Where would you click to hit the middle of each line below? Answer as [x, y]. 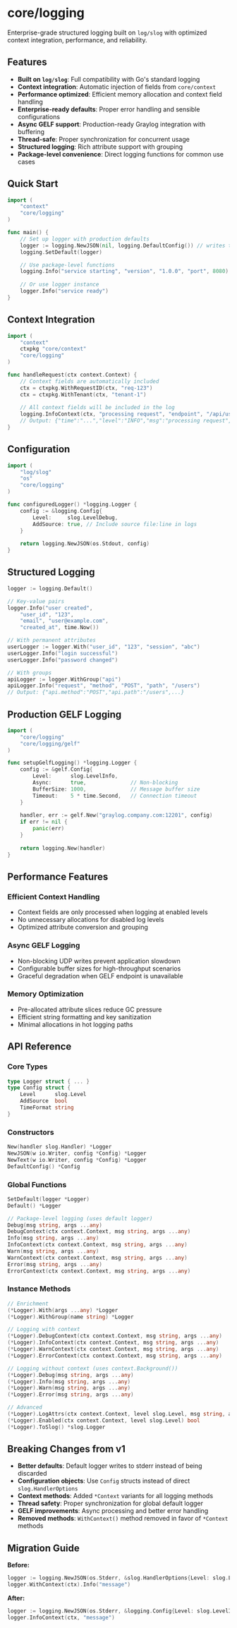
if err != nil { [44, 822]
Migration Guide [43, 1548]
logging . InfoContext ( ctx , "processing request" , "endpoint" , [111, 414]
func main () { [28, 233]
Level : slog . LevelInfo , [75, 776]
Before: [18, 1565]
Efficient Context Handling [54, 897]
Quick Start [33, 184]
